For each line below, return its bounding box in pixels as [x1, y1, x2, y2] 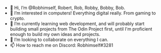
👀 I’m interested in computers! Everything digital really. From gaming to [9, 10, 156, 16]
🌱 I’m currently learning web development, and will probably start [9, 20, 145, 26]
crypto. [9, 15, 25, 21]
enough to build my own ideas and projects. [9, 31, 100, 37]
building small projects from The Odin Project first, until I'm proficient [9, 26, 152, 32]
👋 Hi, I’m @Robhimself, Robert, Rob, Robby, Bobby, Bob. [9, 5, 125, 10]
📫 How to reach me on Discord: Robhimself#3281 [9, 42, 113, 48]
